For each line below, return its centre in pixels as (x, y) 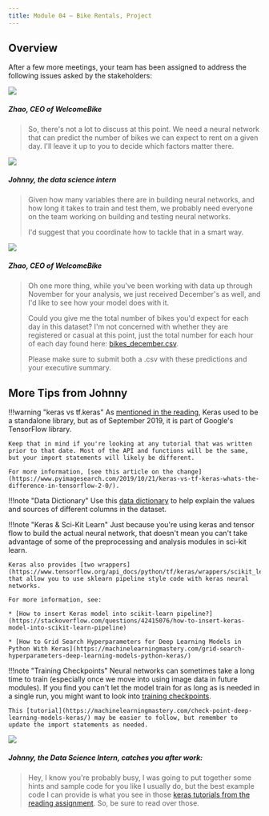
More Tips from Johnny (68, 393)
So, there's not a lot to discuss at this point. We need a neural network (144, 130)
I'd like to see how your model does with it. (98, 303)
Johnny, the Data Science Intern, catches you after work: (106, 758)
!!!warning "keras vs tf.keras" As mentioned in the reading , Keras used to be (133, 412)
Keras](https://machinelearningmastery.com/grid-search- (148, 649)
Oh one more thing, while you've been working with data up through (140, 286)
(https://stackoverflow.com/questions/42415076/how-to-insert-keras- (127, 621)
